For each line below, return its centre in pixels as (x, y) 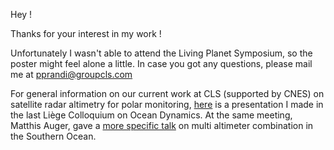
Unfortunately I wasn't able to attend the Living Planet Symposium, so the (161, 53)
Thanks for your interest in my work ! (86, 33)
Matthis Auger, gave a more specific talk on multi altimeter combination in (162, 125)
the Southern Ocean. (53, 136)
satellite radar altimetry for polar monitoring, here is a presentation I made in (167, 104)
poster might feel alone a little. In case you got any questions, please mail (161, 63)
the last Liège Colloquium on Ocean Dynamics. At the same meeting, (151, 115)
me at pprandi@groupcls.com (71, 74)
